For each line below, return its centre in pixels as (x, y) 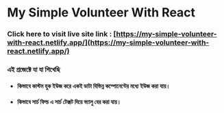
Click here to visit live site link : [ (62, 34)
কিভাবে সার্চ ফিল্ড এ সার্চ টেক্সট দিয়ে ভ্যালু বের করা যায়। (69, 102)
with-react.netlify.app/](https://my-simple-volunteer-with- (108, 42)
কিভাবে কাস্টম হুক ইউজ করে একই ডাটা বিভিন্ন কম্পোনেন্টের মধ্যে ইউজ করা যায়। (94, 86)
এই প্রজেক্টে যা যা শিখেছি (34, 70)
